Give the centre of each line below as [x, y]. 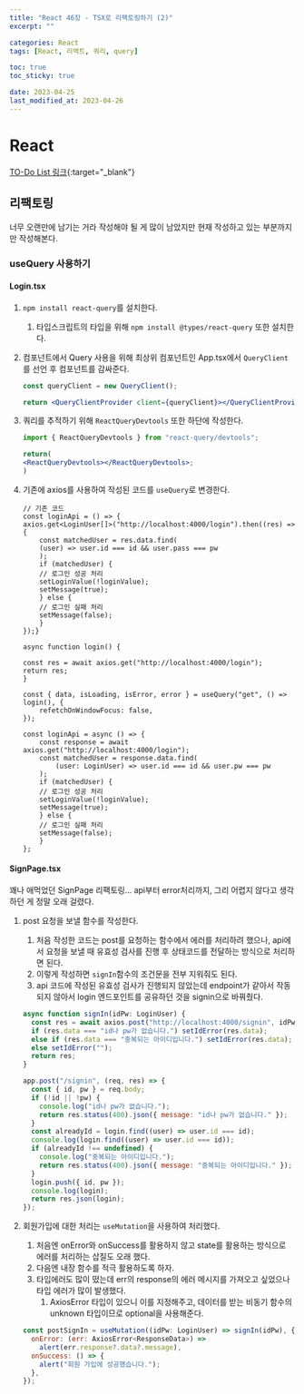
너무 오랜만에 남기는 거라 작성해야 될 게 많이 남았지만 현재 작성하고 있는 [135, 227]
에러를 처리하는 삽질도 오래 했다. [93, 1257]
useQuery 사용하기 [50, 264]
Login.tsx [28, 286]
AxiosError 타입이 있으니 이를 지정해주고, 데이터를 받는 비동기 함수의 [171, 1302]
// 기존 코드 [44, 508]
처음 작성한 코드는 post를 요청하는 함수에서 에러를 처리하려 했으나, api [160, 940]
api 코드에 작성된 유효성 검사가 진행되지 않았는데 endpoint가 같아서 [155, 986]
